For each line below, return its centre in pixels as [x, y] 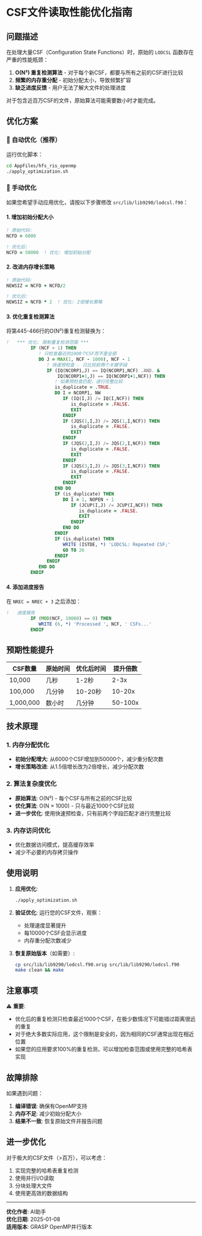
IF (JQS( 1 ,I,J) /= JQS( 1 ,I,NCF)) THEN [112, 421]
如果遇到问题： [25, 1093]
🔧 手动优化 [22, 188]
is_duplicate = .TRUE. [83, 387]
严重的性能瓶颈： [27, 60]
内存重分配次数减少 [48, 940]
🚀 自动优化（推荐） [34, 140]
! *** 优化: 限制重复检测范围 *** [47, 342]
